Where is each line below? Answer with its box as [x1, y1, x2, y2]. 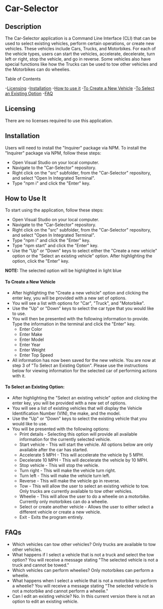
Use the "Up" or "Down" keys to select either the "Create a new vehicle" [12, 248, 157, 254]
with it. [12, 373, 26, 378]
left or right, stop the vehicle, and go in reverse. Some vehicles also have [5, 56, 151, 62]
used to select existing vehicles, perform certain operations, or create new [5, 41, 155, 46]
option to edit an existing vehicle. [12, 598, 79, 604]
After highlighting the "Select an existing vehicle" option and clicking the [12, 395, 157, 400]
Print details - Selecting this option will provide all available [19, 431, 138, 437]
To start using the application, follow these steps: [5, 207, 104, 213]
